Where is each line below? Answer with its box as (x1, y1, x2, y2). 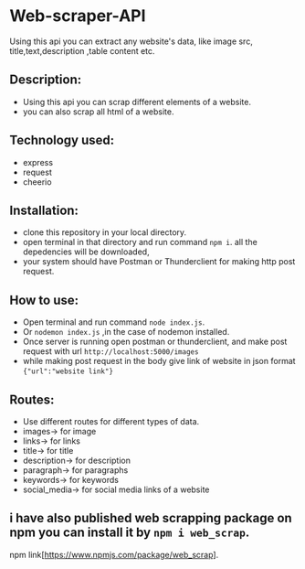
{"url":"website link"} (22, 367, 114, 376)
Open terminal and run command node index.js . (22, 317, 205, 327)
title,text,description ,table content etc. (9, 45, 155, 56)
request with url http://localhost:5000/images (22, 346, 199, 357)
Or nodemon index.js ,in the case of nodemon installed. (22, 327, 230, 338)
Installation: (9, 202, 79, 218)
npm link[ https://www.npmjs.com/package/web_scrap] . (9, 549, 219, 560)
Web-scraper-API (9, 5, 146, 27)
